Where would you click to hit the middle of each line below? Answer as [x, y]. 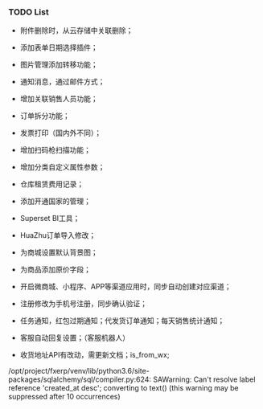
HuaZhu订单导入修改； [58, 235]
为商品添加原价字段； [55, 270]
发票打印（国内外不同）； [61, 133]
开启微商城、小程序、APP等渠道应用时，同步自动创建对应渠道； [125, 287]
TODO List [29, 12]
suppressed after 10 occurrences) [64, 397]
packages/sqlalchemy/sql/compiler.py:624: [80, 379]
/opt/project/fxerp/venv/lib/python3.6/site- [79, 371]
